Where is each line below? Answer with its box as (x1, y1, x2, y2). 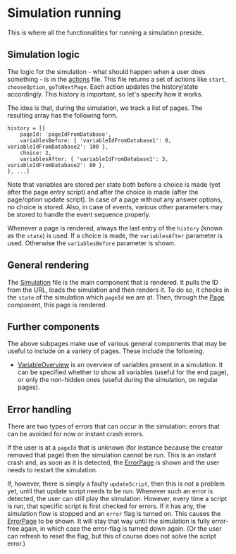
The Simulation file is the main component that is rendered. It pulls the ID (7, 278, 218, 286)
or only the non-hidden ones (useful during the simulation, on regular (17, 376, 218, 384)
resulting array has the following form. (7, 111, 118, 119)
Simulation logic (7, 49, 80, 61)
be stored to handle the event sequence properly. (7, 210, 151, 218)
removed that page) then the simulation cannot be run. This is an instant (7, 451, 216, 460)
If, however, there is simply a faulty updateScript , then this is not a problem (7, 479, 225, 488)
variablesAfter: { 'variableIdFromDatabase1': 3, (20, 155, 169, 163)
